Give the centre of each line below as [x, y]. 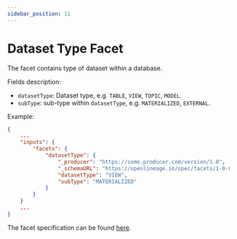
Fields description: [34, 82]
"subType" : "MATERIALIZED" [97, 181]
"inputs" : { [37, 142]
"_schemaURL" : [78, 168]
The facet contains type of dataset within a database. [85, 68]
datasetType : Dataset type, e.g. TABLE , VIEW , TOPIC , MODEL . [99, 95]
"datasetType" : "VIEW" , [93, 175]
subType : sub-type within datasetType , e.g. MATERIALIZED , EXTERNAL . [114, 103]
